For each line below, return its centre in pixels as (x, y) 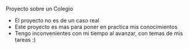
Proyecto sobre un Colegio (40, 9)
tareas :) (25, 40)
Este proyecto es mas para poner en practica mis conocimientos (96, 27)
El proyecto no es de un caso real (57, 20)
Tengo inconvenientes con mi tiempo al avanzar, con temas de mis (99, 33)
